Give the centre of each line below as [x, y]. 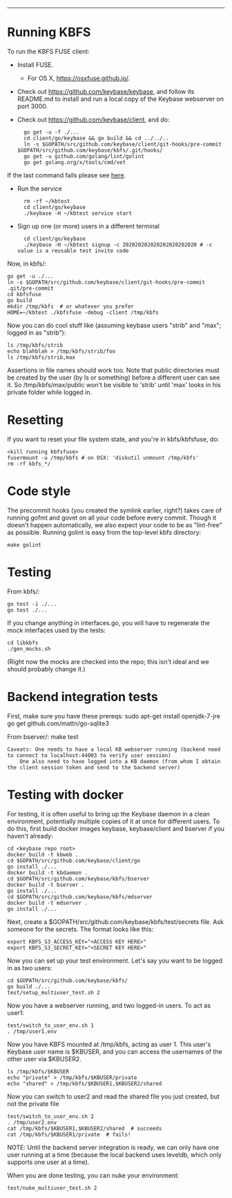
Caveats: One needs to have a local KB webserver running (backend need [114, 749]
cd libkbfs [23, 642]
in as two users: [30, 968]
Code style [39, 491]
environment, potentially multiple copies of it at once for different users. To [114, 821]
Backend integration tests [83, 697]
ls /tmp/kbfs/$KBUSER [38, 1071]
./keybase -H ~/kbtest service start [78, 213]
